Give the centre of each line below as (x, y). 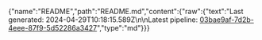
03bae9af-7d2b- (227, 20)
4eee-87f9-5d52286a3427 (53, 28)
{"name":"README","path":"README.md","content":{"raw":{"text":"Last (126, 11)
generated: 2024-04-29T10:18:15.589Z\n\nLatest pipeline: (103, 20)
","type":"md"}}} (123, 28)
